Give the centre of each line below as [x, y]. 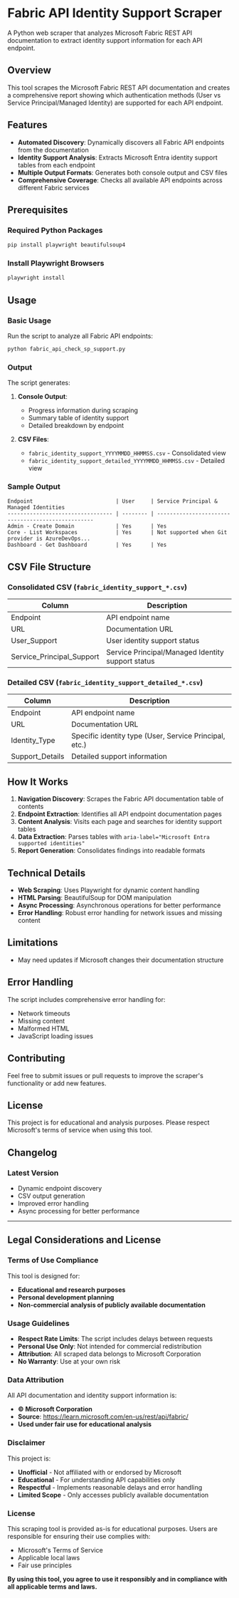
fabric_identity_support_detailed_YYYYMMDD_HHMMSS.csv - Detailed [127, 461]
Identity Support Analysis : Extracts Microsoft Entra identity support [118, 157]
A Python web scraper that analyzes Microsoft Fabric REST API [100, 33]
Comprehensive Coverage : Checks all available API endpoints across [120, 180]
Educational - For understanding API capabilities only [96, 1480]
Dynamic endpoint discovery [60, 1188]
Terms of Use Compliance [53, 1260]
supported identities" [51, 844]
